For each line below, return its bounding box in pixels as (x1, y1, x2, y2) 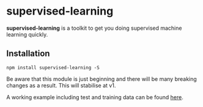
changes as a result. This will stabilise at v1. (6, 81, 116, 89)
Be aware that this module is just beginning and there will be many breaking (6, 75, 197, 83)
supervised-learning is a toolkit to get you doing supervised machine (6, 24, 182, 32)
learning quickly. (6, 30, 48, 38)
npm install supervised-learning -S (6, 64, 100, 71)
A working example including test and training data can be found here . (6, 93, 183, 101)
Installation (6, 49, 50, 59)
